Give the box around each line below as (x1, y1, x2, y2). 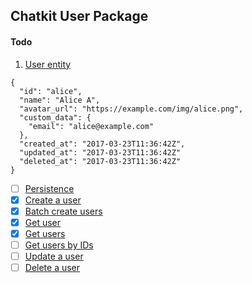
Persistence (24, 182, 75, 194)
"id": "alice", (19, 86, 83, 96)
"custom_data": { (19, 112, 92, 123)
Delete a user (24, 262, 81, 274)
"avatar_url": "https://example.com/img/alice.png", (19, 104, 244, 114)
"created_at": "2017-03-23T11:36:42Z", (19, 139, 186, 149)
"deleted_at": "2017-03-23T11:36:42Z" (19, 156, 182, 166)
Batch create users (24, 205, 103, 217)
